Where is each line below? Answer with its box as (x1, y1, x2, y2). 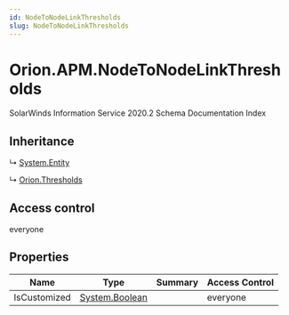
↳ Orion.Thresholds (9, 174, 83, 185)
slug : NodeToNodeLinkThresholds (9, 21, 129, 30)
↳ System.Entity (9, 157, 70, 168)
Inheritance (9, 133, 75, 149)
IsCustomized (13, 291, 71, 303)
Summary (156, 276, 198, 288)
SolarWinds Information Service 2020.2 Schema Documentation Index (9, 108, 267, 118)
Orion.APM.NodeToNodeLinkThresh (9, 60, 282, 80)
